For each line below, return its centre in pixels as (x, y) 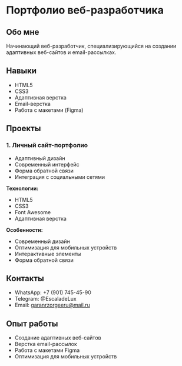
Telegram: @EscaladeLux (45, 299)
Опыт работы (32, 323)
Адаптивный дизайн (40, 158)
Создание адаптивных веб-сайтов (58, 338)
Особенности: (24, 229)
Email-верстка (33, 104)
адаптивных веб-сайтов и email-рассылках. (61, 52)
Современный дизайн (42, 241)
